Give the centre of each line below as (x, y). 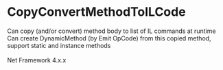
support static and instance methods (59, 45)
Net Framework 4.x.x (37, 60)
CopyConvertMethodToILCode (97, 12)
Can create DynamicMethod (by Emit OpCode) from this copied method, (109, 38)
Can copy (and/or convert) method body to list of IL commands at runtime (111, 31)
